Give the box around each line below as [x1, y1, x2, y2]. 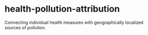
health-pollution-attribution [4, 3, 120, 15]
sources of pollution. [4, 24, 46, 30]
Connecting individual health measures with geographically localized [4, 19, 144, 25]
